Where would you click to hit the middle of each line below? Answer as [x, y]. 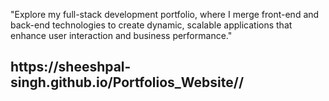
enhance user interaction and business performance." [121, 35]
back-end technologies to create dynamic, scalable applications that [151, 25]
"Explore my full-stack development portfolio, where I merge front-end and [165, 14]
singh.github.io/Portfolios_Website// [127, 82]
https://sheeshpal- [71, 67]
